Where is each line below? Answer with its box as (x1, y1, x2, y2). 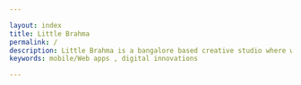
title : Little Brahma (9, 29, 90, 38)
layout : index (9, 21, 63, 30)
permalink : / (9, 38, 58, 47)
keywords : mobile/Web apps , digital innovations (9, 55, 199, 64)
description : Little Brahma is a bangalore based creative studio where (9, 46, 287, 55)
